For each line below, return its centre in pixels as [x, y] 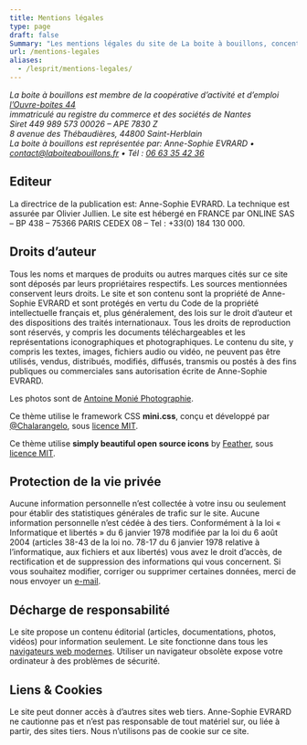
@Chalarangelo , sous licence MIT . [74, 425]
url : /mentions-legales [55, 52]
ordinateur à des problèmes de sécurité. [85, 661]
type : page [30, 26]
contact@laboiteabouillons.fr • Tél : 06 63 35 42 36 [107, 152]
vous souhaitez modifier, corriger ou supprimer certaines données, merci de [153, 572]
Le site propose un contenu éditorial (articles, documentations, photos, [143, 632]
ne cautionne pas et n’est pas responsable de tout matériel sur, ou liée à [145, 721]
